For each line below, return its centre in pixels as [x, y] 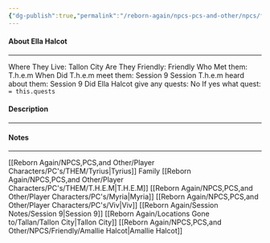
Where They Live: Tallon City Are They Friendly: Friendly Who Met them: [128, 67]
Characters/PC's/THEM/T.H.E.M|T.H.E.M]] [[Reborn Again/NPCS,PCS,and [131, 188]
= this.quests [32, 91]
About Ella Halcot [38, 42]
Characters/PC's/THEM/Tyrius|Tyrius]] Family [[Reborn [100, 171]
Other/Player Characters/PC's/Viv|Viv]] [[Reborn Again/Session [113, 205]
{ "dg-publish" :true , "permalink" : [64, 16]
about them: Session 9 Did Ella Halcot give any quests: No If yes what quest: [135, 83]
